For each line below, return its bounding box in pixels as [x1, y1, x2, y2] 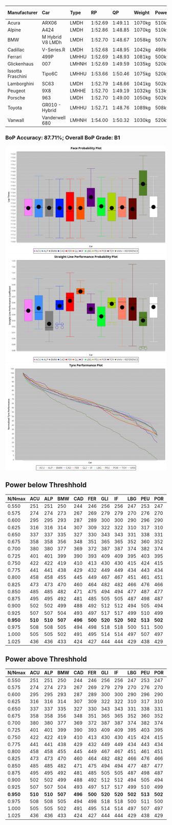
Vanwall [7, 117, 25, 123]
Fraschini [7, 73, 27, 79]
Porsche [7, 95, 26, 100]
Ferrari [7, 53, 22, 59]
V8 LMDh [41, 39, 62, 46]
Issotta [7, 68, 22, 74]
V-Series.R [41, 47, 66, 53]
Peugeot [7, 88, 26, 94]
